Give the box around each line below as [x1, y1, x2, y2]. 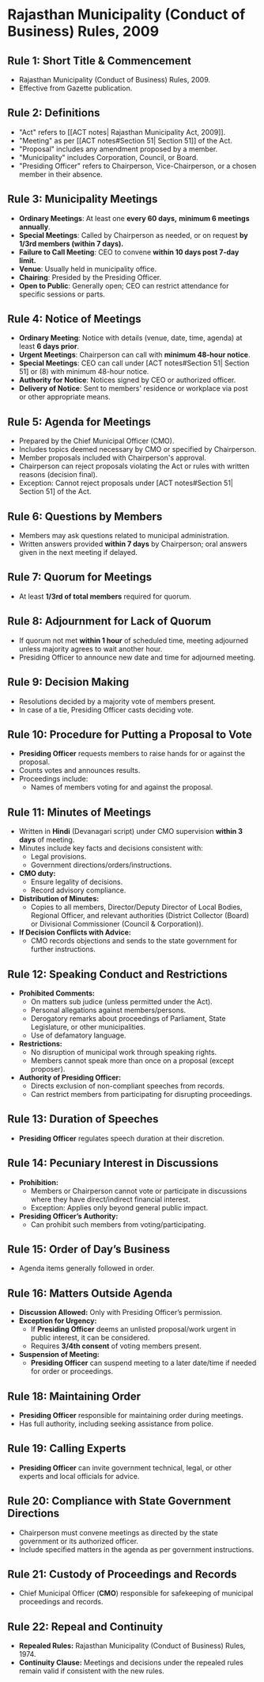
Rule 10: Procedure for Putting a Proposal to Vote [7, 728, 252, 741]
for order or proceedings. [30, 1367, 114, 1376]
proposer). [30, 1064, 66, 1073]
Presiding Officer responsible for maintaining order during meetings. [18, 1411, 244, 1420]
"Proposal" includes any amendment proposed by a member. [18, 144, 218, 154]
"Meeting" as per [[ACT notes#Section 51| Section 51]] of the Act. [18, 136, 232, 145]
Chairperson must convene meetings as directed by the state [18, 1527, 218, 1537]
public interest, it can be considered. [30, 1333, 150, 1343]
